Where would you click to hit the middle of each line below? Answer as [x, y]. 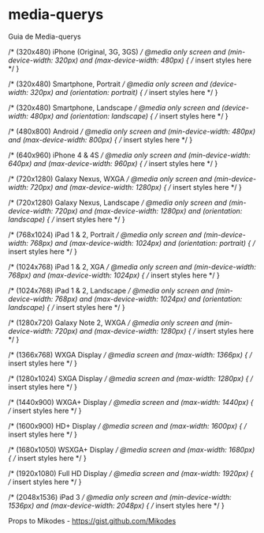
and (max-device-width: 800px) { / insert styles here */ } [100, 139]
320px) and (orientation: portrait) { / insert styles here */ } [124, 92]
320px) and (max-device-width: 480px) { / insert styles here [153, 60]
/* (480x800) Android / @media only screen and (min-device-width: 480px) [132, 131]
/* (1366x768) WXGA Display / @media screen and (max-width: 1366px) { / [130, 354]
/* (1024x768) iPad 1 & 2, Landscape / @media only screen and [111, 290]
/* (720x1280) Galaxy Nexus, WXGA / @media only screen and [110, 179]
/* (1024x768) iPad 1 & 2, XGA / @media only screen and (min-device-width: [132, 266]
